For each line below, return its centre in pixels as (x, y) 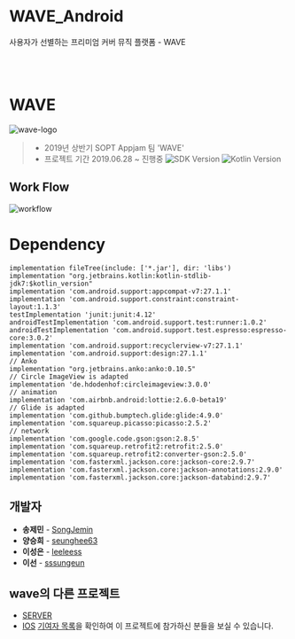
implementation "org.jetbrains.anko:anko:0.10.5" (103, 369)
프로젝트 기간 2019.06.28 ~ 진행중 (104, 159)
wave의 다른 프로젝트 (65, 593)
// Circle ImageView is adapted (69, 377)
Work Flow (39, 187)
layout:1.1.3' (35, 307)
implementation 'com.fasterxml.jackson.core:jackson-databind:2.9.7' (140, 477)
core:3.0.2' (31, 338)
